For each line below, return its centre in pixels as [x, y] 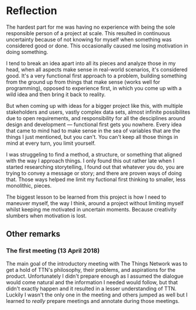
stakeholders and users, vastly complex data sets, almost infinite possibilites [98, 112]
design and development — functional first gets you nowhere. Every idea [94, 124]
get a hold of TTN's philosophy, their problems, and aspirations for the [91, 270]
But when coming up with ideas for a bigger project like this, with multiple [94, 105]
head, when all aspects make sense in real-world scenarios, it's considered [97, 69]
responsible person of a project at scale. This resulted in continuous [88, 33]
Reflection [32, 11]
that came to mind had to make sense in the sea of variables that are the [93, 131]
